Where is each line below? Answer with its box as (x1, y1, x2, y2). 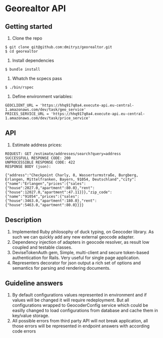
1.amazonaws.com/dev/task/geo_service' (5, 107, 86, 112)
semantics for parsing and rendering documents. (12, 265, 111, 271)
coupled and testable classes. (12, 244, 72, 250)
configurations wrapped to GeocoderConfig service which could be (12, 302, 148, 308)
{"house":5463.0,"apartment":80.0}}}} (5, 202, 84, 207)
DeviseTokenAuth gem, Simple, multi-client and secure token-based (12, 249, 149, 255)
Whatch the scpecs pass (12, 76, 62, 81)
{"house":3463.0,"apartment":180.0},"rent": (5, 198, 97, 203)
